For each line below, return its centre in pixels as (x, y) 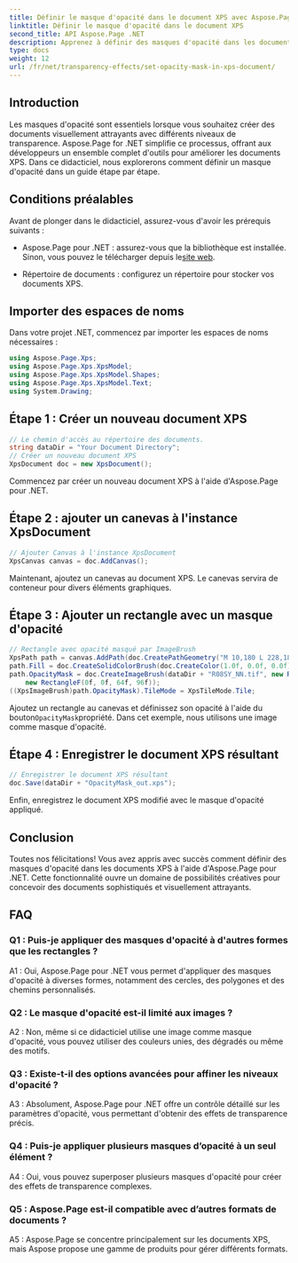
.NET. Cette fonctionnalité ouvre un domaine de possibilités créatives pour (145, 878)
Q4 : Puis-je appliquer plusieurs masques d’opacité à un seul (143, 1146)
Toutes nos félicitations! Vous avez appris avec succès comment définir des (148, 859)
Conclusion (42, 837)
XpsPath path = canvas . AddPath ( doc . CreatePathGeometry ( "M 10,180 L (137, 658)
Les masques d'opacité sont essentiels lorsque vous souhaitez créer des (142, 124)
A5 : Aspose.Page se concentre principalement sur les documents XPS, (140, 1239)
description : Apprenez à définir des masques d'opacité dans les (132, 42)
